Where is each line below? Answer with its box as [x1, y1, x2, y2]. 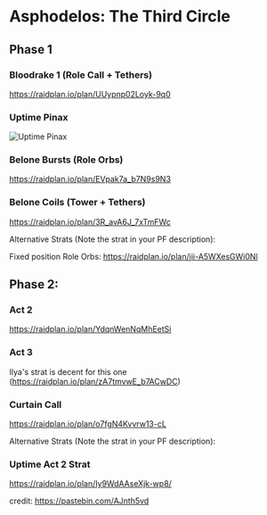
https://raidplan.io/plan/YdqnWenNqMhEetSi [9, 324, 172, 335]
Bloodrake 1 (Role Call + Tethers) [9, 69, 153, 81]
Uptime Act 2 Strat [9, 458, 91, 470]
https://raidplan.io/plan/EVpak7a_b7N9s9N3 [9, 174, 172, 185]
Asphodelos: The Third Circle [9, 6, 231, 27]
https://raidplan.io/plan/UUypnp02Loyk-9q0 [9, 88, 171, 99]
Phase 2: [9, 277, 60, 292]
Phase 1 [9, 42, 53, 57]
